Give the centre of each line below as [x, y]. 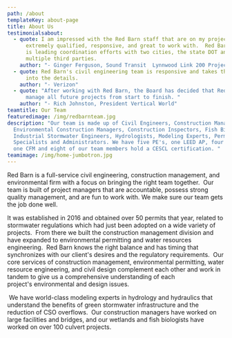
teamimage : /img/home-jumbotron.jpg [60, 155]
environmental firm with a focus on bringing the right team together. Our [110, 182]
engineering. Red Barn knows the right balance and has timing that [103, 247]
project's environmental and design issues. [68, 284]
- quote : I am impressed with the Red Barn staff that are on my [109, 39]
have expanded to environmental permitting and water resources [99, 240]
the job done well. [32, 204]
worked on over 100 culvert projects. [59, 327]
